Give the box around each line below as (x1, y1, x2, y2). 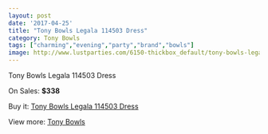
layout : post (8, 11, 52, 20)
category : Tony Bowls (8, 33, 81, 42)
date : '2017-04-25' (8, 19, 73, 27)
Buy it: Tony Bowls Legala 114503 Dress (8, 101, 139, 111)
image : (8, 49, 30, 57)
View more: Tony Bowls (8, 117, 85, 126)
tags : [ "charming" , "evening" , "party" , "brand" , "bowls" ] (8, 41, 195, 49)
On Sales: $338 (8, 86, 61, 96)
